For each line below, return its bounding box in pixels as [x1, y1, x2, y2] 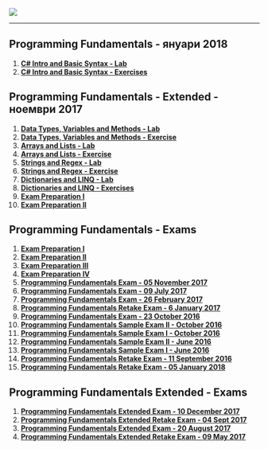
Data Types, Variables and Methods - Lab [20, 123, 161, 133]
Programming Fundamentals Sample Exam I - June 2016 [20, 346, 210, 355]
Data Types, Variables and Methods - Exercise [20, 132, 177, 142]
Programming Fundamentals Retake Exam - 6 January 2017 [20, 303, 221, 313]
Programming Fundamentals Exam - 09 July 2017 [20, 287, 188, 296]
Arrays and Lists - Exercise [20, 149, 112, 158]
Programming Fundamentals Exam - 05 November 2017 [20, 278, 208, 287]
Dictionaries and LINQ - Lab [20, 174, 114, 184]
